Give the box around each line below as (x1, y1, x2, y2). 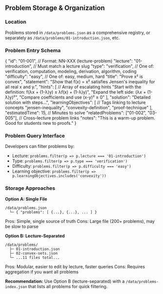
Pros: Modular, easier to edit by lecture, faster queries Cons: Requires (5, 263, 145, 270)
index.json (5, 284, 27, 289)
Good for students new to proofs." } (5, 120, 77, 126)
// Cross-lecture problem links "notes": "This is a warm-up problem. (19, 115, 155, 121)
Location (5, 19, 27, 25)
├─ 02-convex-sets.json (9, 251, 58, 255)
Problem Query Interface (5, 132, 65, 139)
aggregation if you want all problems (5, 269, 79, 274)
